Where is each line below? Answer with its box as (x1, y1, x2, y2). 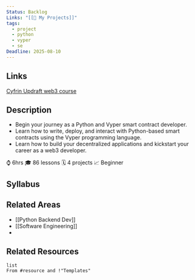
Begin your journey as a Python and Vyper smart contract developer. (15, 121, 187, 128)
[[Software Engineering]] (15, 222, 78, 229)
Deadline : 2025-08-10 (6, 49, 61, 55)
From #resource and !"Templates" (6, 268, 91, 274)
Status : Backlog (6, 9, 47, 15)
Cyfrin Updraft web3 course (6, 87, 77, 94)
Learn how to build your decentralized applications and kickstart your (15, 141, 190, 148)
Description (6, 105, 52, 115)
